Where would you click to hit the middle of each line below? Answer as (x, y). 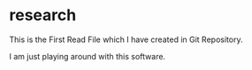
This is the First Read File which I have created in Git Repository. (126, 39)
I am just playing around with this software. (88, 56)
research (43, 15)
